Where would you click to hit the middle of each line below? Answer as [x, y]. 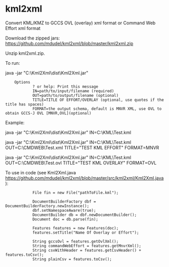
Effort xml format [23, 28]
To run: [13, 63]
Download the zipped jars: [33, 38]
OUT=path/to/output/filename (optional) [75, 95]
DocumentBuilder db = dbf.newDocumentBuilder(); [85, 215]
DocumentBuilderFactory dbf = [64, 201]
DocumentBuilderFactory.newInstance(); [47, 206]
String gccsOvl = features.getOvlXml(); [75, 241]
